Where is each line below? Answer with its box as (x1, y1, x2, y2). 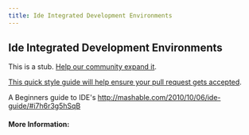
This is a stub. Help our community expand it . (8, 62, 158, 71)
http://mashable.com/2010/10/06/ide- (97, 93, 221, 102)
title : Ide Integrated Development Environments (8, 11, 173, 20)
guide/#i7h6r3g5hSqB (8, 101, 81, 111)
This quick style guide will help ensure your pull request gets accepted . (8, 77, 243, 87)
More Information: (8, 120, 70, 129)
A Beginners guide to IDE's (8, 93, 96, 102)
